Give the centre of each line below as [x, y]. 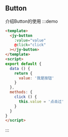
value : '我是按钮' [36, 78]
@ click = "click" [30, 45]
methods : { [21, 92]
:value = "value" [30, 40]
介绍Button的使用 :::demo [31, 21]
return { [23, 73]
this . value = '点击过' [41, 101]
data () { [20, 68]
